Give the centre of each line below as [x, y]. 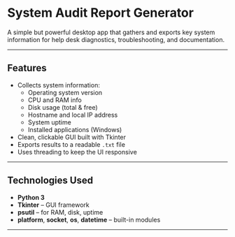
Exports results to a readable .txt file [71, 144]
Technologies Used [50, 181]
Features [27, 68]
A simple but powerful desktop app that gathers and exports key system [111, 32]
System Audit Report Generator [101, 13]
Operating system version [65, 92]
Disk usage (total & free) [63, 107]
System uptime [49, 122]
